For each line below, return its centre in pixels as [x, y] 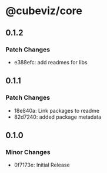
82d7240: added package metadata [58, 117]
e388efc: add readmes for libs [51, 62]
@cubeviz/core [44, 11]
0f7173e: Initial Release [42, 165]
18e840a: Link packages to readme [57, 110]
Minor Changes [28, 152]
